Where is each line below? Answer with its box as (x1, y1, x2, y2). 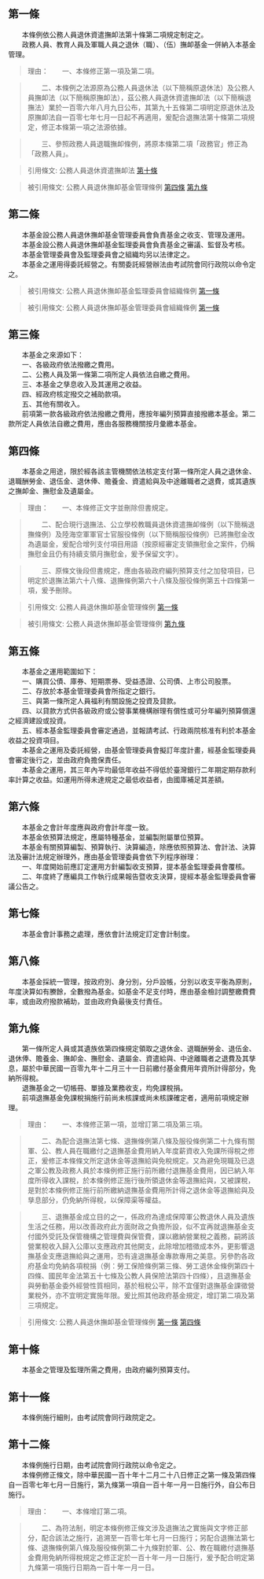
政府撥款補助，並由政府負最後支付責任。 (35, 996, 167, 1005)
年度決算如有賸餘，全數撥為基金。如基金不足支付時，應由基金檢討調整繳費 (8, 987, 249, 996)
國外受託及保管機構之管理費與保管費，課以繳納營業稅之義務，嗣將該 (34, 1232, 255, 1241)
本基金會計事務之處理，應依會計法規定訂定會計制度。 (21, 929, 194, 939)
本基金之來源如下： (21, 350, 84, 360)
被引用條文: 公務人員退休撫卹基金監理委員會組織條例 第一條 (27, 286, 220, 295)
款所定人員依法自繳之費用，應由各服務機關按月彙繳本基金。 (8, 419, 201, 429)
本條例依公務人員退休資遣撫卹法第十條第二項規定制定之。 (21, 30, 208, 39)
